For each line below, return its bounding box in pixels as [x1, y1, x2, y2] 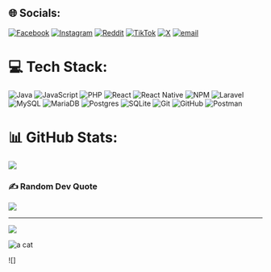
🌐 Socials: [8, 6, 61, 20]
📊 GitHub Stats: [8, 128, 119, 146]
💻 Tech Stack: [8, 58, 108, 76]
